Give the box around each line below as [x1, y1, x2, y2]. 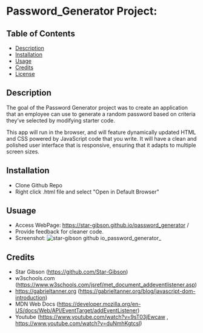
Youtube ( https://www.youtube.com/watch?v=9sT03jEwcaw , [15, 314, 168, 321]
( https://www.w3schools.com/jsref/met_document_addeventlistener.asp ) [15, 281, 197, 289]
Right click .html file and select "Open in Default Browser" [15, 188, 159, 195]
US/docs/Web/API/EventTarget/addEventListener [15, 307, 138, 314]
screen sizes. [6, 147, 39, 155]
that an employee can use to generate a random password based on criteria [6, 110, 196, 118]
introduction [15, 294, 45, 301]
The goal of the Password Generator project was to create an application [6, 104, 188, 111]
